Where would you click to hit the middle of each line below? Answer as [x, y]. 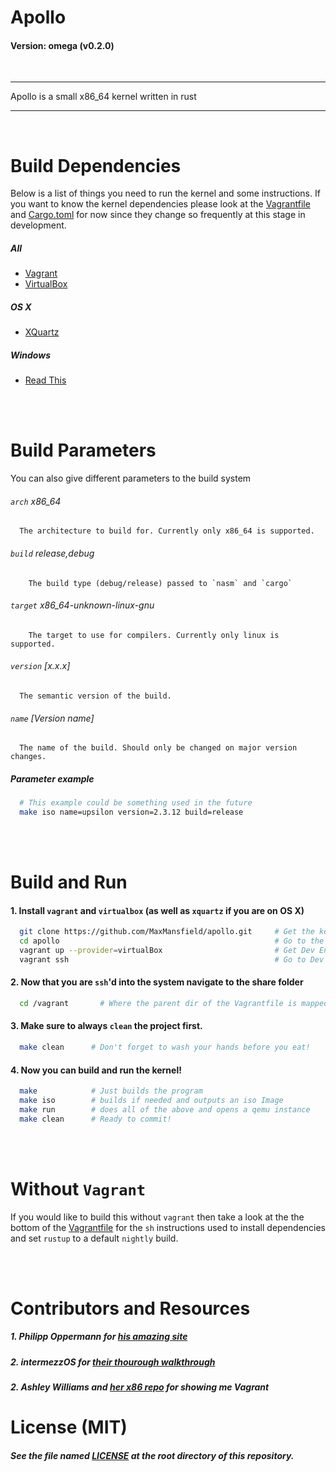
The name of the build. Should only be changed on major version [158, 748]
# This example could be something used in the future [136, 803]
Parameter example [52, 778]
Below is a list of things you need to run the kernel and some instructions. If [165, 193]
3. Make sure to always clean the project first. [106, 1026]
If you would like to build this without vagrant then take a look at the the [157, 1217]
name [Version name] [52, 718]
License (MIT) [69, 1427]
